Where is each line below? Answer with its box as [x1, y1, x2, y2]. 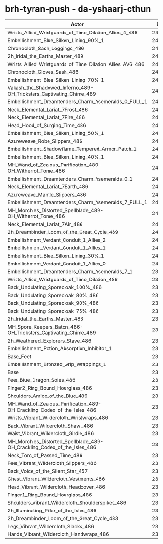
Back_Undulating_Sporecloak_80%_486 [7, 292, 99, 298]
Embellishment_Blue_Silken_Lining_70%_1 [7, 76, 104, 83]
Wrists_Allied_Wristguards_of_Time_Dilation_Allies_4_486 [7, 29, 138, 36]
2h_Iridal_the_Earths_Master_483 [7, 315, 84, 322]
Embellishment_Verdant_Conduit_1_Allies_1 [7, 244, 106, 251]
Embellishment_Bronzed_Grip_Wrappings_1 [7, 361, 107, 367]
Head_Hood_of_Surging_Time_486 [7, 122, 86, 129]
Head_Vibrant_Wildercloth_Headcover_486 [7, 483, 106, 490]
